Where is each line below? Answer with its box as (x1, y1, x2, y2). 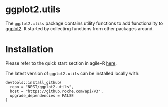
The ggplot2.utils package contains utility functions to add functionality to (5, 20, 163, 26)
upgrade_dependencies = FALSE (10, 93, 74, 98)
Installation (5, 44, 54, 55)
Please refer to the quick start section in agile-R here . (5, 60, 117, 66)
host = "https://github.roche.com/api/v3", (10, 89, 103, 94)
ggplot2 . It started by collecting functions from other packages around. (5, 25, 154, 31)
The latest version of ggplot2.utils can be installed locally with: (5, 70, 140, 76)
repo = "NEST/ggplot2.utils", (10, 84, 74, 89)
